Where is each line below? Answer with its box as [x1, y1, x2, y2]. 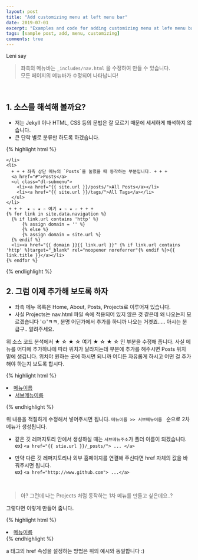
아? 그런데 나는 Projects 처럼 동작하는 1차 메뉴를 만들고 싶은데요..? [20, 491, 173, 499]
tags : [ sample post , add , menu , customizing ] [6, 31, 120, 37]
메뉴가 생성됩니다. [6, 423, 48, 430]
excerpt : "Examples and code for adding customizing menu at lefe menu [6, 25, 186, 31]
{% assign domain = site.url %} [21, 232, 101, 237]
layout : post [6, 8, 38, 15]
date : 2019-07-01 [6, 19, 49, 25]
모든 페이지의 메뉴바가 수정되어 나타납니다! [20, 72, 119, 79]
